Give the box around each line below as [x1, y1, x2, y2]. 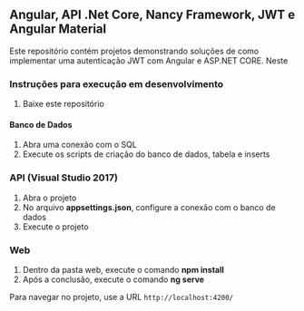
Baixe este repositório [22, 99, 104, 110]
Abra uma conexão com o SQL [22, 140, 138, 151]
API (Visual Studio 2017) [9, 171, 118, 184]
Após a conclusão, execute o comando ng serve [22, 274, 205, 285]
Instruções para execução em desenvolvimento [9, 77, 224, 90]
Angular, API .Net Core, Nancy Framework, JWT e [9, 7, 296, 23]
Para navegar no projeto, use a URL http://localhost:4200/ [9, 291, 234, 302]
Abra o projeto [22, 192, 77, 203]
